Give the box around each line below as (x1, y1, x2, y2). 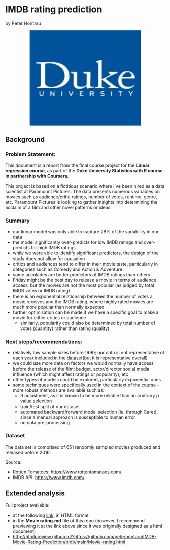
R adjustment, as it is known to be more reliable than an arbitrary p (20, 393, 159, 399)
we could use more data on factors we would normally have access (12, 360, 154, 366)
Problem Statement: (5, 151, 56, 158)
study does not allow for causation (12, 255, 85, 262)
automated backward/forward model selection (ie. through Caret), (20, 409, 158, 415)
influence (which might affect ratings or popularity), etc (12, 371, 128, 377)
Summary (5, 217, 30, 224)
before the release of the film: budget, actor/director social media (12, 366, 150, 372)
